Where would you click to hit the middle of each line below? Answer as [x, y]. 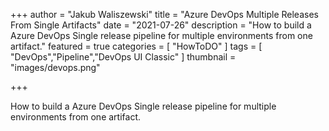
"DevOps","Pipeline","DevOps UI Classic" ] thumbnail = [123, 57]
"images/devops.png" [55, 67]
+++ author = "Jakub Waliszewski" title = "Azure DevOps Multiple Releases [164, 14]
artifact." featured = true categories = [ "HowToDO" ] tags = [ [136, 46]
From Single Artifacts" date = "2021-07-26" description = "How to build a [161, 25]
